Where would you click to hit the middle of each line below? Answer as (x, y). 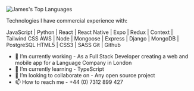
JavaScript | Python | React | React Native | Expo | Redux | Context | (90, 32)
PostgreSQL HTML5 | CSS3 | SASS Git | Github (63, 45)
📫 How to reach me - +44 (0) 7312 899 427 (69, 82)
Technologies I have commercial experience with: (67, 21)
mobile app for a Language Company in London (73, 63)
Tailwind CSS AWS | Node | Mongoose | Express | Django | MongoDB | (93, 38)
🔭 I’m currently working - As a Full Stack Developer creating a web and (101, 56)
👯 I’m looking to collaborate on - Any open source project (85, 75)
